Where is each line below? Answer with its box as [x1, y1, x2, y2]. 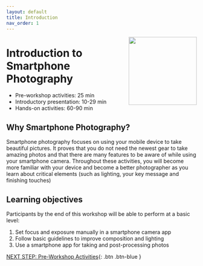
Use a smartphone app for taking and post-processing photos [14, 241, 169, 248]
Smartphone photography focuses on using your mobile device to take [6, 138, 182, 146]
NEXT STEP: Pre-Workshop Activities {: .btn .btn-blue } [6, 253, 142, 260]
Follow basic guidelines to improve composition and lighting [14, 235, 164, 242]
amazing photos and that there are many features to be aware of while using [6, 151, 196, 158]
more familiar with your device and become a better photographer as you [6, 164, 188, 171]
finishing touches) [6, 177, 51, 184]
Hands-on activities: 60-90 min [14, 105, 94, 112]
